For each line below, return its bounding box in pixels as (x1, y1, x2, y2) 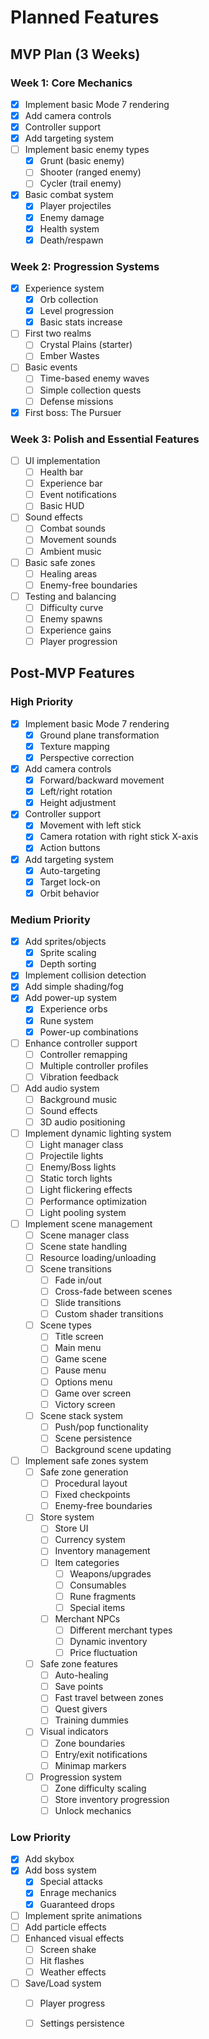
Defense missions (39, 395, 114, 407)
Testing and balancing (24, 590, 117, 602)
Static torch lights (39, 1172, 113, 1185)
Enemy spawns (39, 612, 103, 625)
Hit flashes (39, 1954, 85, 1966)
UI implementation (24, 455, 101, 467)
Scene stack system (39, 1409, 124, 1421)
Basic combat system (24, 189, 114, 201)
